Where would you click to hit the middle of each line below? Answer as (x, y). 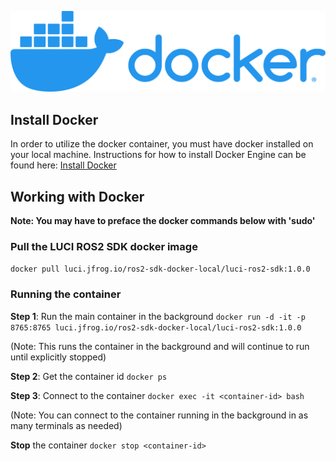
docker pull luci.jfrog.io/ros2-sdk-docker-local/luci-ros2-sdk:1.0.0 (160, 269)
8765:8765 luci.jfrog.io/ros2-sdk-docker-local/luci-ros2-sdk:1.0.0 (156, 327)
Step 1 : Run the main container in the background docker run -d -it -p (158, 316)
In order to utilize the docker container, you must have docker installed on (162, 144)
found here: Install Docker (63, 165)
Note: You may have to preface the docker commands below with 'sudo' (163, 221)
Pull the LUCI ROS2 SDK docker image (104, 246)
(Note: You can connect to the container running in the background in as (159, 415)
